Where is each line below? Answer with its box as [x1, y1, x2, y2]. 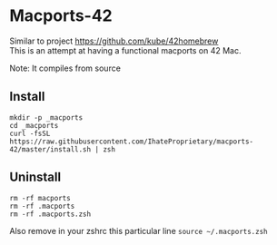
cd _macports [9, 121, 59, 130]
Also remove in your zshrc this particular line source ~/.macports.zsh [9, 225, 268, 236]
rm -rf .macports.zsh [9, 210, 92, 219]
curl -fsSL [9, 129, 51, 138]
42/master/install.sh [9, 144, 92, 154]
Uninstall [9, 170, 62, 185]
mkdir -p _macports [9, 113, 84, 122]
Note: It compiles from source [9, 63, 121, 73]
